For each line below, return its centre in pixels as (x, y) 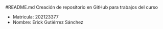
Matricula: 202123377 (36, 17)
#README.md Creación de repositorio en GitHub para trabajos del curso (82, 7)
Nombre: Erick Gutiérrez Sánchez (48, 22)
